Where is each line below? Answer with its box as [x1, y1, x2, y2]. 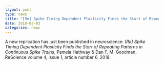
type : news [5, 12, 27, 17]
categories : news [5, 25, 41, 30]
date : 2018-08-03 [5, 21, 41, 26]
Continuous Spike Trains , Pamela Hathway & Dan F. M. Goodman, [5, 49, 137, 55]
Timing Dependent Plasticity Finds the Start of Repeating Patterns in [5, 44, 143, 50]
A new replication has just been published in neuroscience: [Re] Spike [5, 39, 145, 44]
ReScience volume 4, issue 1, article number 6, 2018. [5, 54, 111, 60]
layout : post [5, 7, 32, 12]
